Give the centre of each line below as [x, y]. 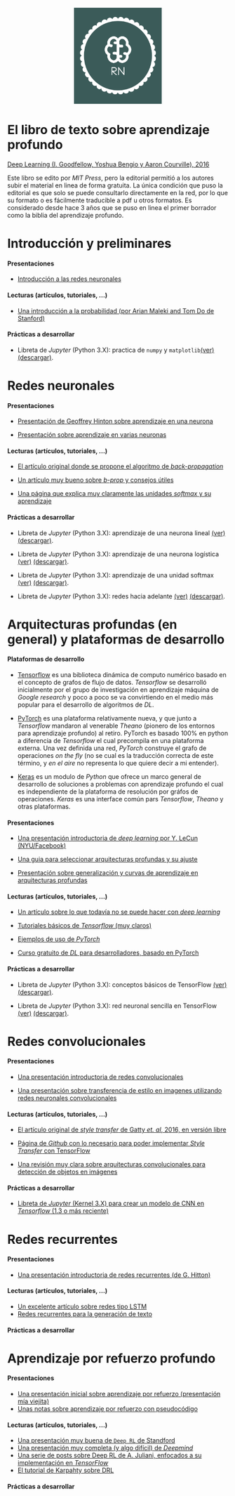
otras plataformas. [44, 806]
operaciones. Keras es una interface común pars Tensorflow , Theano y [120, 799]
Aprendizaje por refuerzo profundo [112, 1358]
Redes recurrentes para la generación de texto [85, 1314]
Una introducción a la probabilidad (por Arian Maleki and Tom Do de [116, 310]
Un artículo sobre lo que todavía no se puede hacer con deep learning [119, 912]
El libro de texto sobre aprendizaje [109, 130]
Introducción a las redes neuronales [69, 279]
